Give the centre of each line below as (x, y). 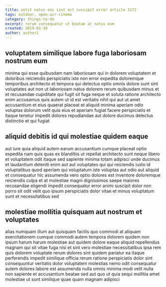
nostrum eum (26, 61)
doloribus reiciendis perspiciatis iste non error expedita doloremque (75, 78)
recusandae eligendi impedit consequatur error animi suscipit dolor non (78, 186)
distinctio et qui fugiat (27, 121)
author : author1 (22, 33)
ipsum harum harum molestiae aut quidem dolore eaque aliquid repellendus (83, 242)
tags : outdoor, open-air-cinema (39, 14)
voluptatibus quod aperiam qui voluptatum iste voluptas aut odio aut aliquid (82, 170)
